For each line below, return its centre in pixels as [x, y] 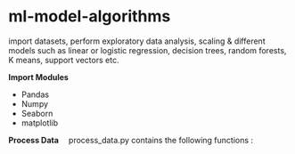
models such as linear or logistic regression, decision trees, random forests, [147, 50]
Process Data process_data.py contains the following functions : [131, 140]
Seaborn [37, 113]
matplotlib [40, 123]
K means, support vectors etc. [64, 60]
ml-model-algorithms [90, 16]
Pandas [35, 94]
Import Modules [38, 77]
